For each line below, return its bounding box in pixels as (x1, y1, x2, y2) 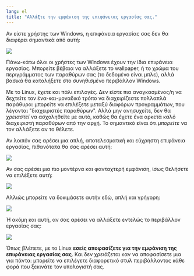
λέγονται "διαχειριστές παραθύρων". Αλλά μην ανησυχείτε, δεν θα (6, 107, 171, 114)
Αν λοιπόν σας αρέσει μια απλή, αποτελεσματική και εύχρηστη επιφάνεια (6, 137, 185, 144)
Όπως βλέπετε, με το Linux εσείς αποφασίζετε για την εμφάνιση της (6, 244, 177, 251)
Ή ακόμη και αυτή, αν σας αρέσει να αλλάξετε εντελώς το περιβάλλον (6, 216, 181, 223)
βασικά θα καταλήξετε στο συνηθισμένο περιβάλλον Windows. (6, 77, 161, 84)
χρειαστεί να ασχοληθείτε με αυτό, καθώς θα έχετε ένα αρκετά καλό (6, 113, 176, 120)
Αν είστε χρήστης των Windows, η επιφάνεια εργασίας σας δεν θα (6, 30, 169, 37)
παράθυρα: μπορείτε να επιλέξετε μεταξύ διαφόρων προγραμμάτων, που (6, 100, 185, 108)
